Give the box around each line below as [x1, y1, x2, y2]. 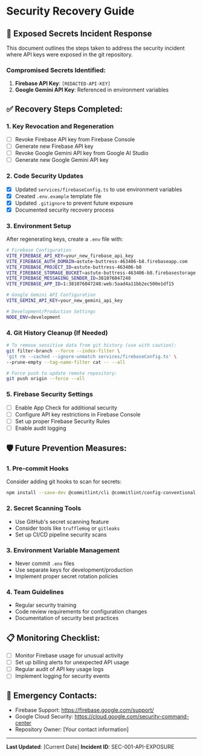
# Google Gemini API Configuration [6, 292, 96, 298]
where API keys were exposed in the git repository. [6, 51, 133, 58]
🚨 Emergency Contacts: [6, 690, 97, 701]
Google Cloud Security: [14, 713, 74, 720]
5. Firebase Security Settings [6, 390, 94, 398]
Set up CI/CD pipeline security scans [14, 530, 107, 538]
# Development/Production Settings [6, 308, 96, 315]
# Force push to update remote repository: [6, 370, 118, 376]
